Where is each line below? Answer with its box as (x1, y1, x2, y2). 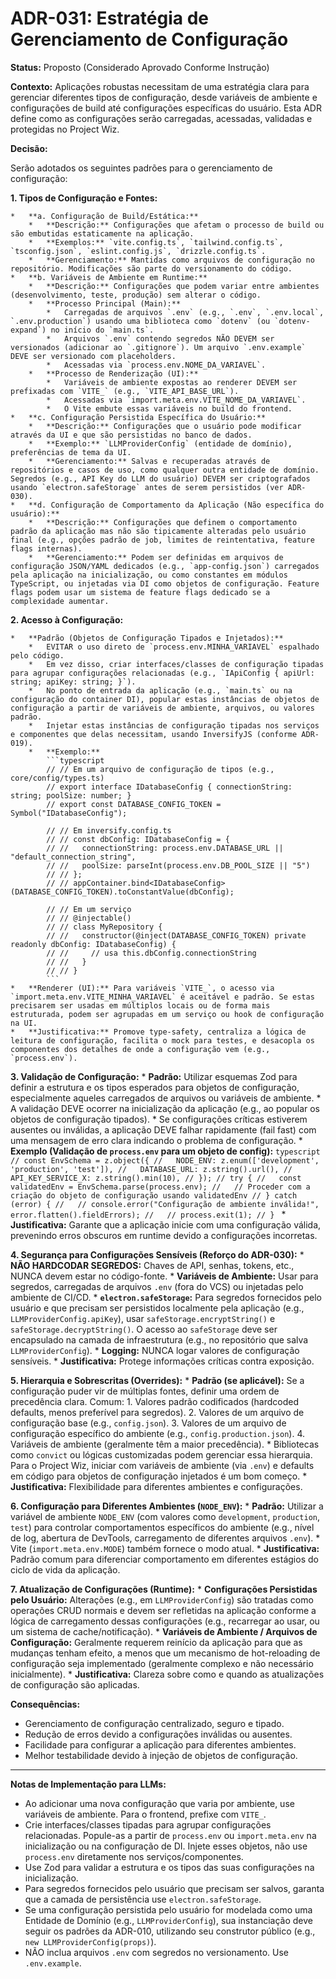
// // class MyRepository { (46, 922, 163, 932)
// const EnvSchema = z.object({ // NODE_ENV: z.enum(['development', (10, 1155, 320, 1166)
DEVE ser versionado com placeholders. (10, 351, 177, 361)
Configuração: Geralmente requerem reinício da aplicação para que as (10, 1636, 303, 1648)
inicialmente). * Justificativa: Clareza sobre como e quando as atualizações (10, 1668, 325, 1680)
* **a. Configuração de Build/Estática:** (10, 211, 199, 221)
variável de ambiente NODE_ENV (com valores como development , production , (10, 1510, 321, 1522)
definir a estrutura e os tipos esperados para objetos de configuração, (10, 1081, 300, 1093)
